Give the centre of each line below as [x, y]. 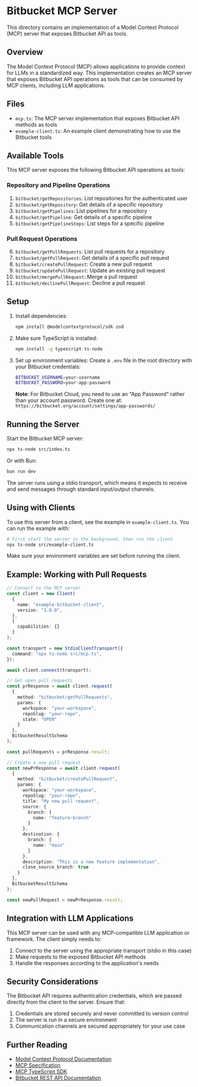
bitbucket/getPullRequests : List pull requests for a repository [90, 251]
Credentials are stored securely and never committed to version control [102, 1014]
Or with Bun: [22, 461]
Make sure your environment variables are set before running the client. [94, 556]
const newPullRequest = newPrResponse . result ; [65, 900]
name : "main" [49, 845]
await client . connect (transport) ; [49, 670]
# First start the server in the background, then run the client [90, 539]
